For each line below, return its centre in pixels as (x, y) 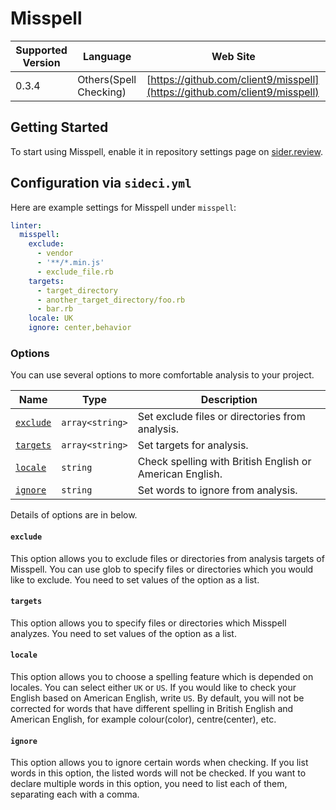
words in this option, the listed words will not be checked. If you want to (158, 773)
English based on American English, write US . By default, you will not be (157, 698)
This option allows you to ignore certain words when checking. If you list (159, 763)
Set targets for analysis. (193, 445)
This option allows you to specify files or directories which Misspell (148, 623)
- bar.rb (55, 309)
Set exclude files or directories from (221, 417)
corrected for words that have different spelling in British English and (152, 708)
